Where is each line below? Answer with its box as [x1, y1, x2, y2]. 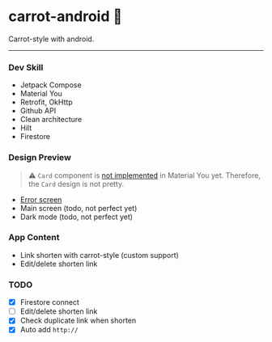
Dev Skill [8, 61, 44, 73]
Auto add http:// [19, 325, 79, 335]
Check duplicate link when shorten [19, 315, 137, 326]
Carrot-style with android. [8, 34, 95, 44]
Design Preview [8, 152, 71, 163]
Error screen [19, 194, 62, 205]
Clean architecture [19, 115, 83, 125]
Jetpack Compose [19, 80, 83, 90]
